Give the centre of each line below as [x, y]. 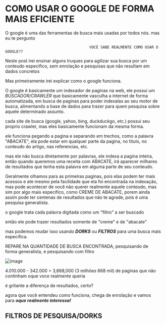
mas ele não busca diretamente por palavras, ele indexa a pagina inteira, [79, 156]
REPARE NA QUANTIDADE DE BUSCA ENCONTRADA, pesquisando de [77, 246]
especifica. [17, 236]
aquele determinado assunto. [35, 111]
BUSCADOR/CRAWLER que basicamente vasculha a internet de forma [77, 96]
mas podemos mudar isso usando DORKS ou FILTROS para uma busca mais [83, 231]
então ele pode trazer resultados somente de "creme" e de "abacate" [76, 221]
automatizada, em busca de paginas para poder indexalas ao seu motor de [82, 101]
